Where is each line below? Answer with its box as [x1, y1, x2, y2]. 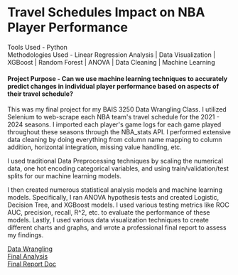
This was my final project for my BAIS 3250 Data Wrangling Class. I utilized [7, 105, 227, 114]
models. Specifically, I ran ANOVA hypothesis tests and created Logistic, [7, 193, 220, 202]
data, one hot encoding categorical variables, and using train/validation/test [7, 164, 229, 173]
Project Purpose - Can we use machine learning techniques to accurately [7, 74, 228, 82]
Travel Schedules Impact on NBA [7, 4, 205, 21]
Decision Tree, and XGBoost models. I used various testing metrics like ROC [7, 200, 229, 210]
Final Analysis [7, 252, 48, 261]
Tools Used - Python [7, 43, 67, 51]
